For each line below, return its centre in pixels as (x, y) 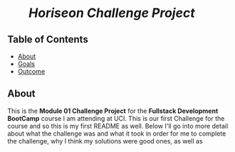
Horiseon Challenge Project (111, 13)
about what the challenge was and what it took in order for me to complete (117, 134)
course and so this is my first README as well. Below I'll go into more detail (118, 126)
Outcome (31, 71)
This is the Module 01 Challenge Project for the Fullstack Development (113, 111)
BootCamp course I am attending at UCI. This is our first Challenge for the (116, 118)
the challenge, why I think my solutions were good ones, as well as (105, 141)
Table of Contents (48, 39)
